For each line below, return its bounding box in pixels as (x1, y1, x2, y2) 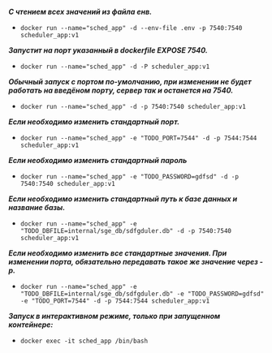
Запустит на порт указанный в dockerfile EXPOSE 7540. (8, 45, 209, 55)
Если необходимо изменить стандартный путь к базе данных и (8, 194, 238, 204)
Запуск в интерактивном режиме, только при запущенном (8, 312, 221, 321)
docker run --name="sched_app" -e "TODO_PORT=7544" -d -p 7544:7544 (19, 134, 257, 142)
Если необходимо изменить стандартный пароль (8, 156, 188, 165)
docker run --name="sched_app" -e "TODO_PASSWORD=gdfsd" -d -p (19, 173, 240, 181)
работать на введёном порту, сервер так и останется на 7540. (8, 85, 234, 95)
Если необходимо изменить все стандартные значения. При (8, 248, 227, 258)
